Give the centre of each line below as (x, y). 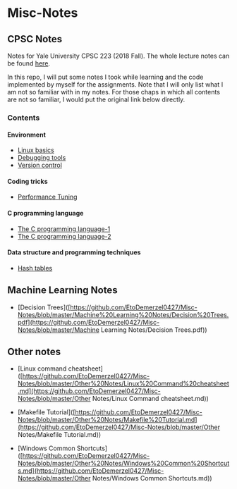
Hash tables (35, 268)
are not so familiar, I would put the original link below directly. (96, 99)
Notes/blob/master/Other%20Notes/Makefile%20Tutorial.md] (107, 420)
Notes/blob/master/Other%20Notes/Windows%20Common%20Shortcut (123, 464)
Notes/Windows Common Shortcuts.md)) (152, 478)
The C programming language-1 (64, 229)
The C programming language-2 (64, 236)
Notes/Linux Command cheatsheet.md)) (151, 399)
